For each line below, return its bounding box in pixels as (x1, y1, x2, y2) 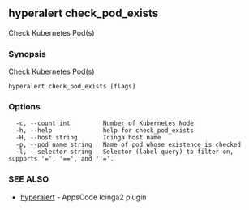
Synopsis (8, 48, 46, 59)
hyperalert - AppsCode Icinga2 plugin (19, 192, 147, 202)
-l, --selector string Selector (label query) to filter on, (15, 148, 234, 156)
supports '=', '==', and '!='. (8, 155, 114, 163)
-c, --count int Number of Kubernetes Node (15, 119, 195, 128)
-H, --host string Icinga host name (15, 134, 161, 142)
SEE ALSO (8, 174, 49, 185)
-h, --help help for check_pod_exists (15, 126, 195, 135)
